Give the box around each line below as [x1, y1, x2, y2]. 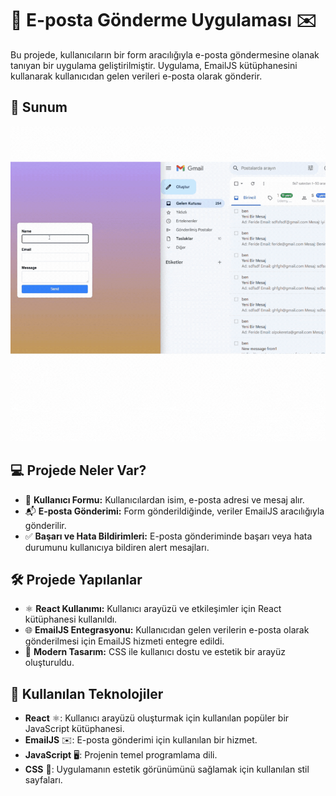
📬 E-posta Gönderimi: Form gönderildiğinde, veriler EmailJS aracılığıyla [24, 505, 325, 517]
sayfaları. [24, 774, 63, 786]
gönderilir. [24, 519, 67, 531]
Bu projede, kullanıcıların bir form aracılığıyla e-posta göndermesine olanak [10, 48, 320, 61]
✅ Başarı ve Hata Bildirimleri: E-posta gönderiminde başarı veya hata [24, 530, 313, 542]
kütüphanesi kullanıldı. [24, 613, 118, 626]
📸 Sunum [10, 99, 68, 116]
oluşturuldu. [24, 657, 75, 669]
